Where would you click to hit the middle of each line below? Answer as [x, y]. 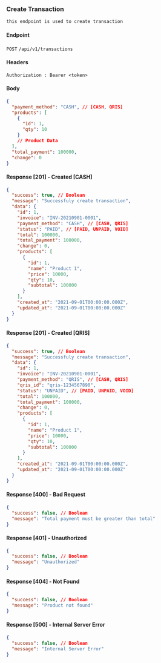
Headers [17, 62]
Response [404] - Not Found [43, 581]
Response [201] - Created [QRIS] [48, 333]
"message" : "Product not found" [53, 605]
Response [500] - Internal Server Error [56, 625]
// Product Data [38, 141]
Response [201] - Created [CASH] [49, 177]
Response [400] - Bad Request [46, 495]
